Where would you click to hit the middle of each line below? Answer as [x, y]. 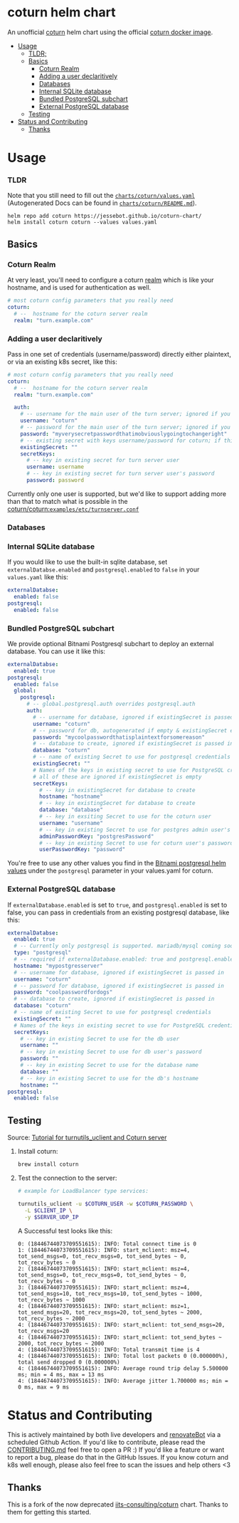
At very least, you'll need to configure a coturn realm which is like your [111, 280]
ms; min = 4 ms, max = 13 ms [61, 1374]
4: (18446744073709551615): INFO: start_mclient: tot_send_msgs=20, [121, 1324]
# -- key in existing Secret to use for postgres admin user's [135, 830]
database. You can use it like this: [56, 651]
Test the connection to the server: [67, 1178]
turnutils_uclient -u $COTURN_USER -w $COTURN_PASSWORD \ [105, 1203]
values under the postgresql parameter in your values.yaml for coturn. [110, 871]
